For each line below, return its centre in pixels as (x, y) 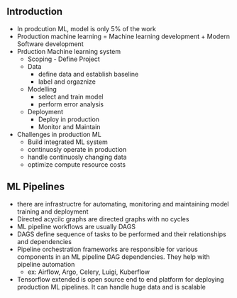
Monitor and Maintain (69, 126)
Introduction (35, 12)
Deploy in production (69, 119)
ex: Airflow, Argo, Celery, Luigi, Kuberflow (89, 272)
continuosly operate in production (77, 149)
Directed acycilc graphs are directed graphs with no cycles (103, 219)
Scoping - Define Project (64, 59)
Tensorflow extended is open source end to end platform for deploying (120, 279)
